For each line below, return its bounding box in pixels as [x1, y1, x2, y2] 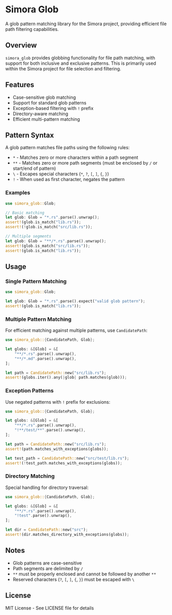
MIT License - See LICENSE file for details [5, 605, 94, 611]
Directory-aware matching [12, 111, 68, 117]
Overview [5, 41, 37, 50]
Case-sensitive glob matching [12, 94, 76, 100]
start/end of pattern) [12, 166, 56, 172]
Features [5, 81, 34, 89]
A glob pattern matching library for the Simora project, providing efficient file [5, 21, 167, 27]
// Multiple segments [5, 234, 52, 239]
